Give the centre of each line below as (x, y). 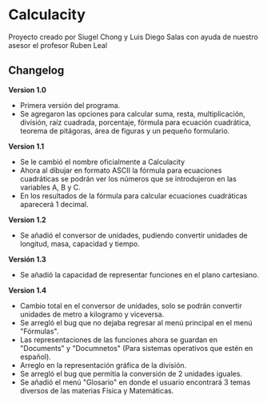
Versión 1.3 (27, 259)
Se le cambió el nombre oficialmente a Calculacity (102, 162)
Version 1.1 (26, 146)
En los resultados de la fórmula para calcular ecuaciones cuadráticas (133, 196)
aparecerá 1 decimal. (54, 204)
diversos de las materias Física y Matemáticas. (97, 390)
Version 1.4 (28, 290)
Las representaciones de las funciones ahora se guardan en (119, 339)
